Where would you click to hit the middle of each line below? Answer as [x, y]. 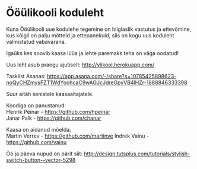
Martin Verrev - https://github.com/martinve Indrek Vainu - [78, 136]
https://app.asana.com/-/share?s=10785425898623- [112, 76]
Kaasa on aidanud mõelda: [39, 129]
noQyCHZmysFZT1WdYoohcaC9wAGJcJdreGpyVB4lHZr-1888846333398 [97, 82]
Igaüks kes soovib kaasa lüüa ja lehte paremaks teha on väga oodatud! [93, 53]
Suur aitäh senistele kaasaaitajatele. [50, 94]
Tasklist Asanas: [26, 76]
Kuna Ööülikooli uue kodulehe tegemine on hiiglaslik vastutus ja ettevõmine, [99, 29]
